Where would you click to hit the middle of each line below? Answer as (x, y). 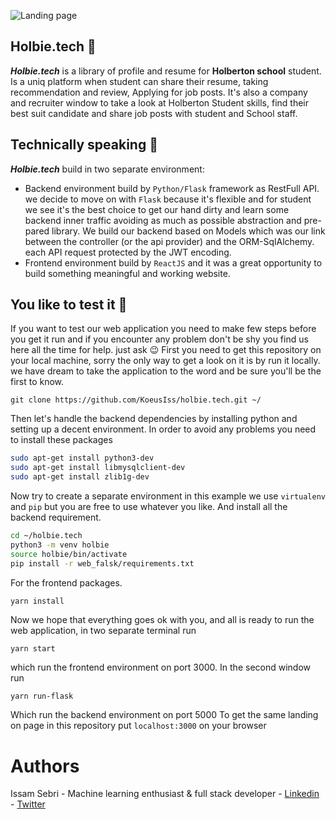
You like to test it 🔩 (69, 305)
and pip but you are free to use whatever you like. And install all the (149, 507)
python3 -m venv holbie (60, 545)
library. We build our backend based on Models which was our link (188, 231)
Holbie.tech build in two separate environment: (107, 169)
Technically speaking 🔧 (84, 145)
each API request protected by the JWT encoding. (128, 252)
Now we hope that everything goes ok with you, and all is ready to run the (162, 620)
